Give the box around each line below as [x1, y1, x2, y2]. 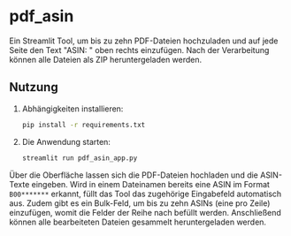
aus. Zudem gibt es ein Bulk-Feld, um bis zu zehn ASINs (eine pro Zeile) [9, 197, 271, 209]
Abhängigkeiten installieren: [21, 103, 124, 114]
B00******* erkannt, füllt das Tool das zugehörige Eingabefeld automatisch [9, 188, 282, 199]
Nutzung [9, 80, 59, 95]
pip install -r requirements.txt [21, 120, 146, 129]
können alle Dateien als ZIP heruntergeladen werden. [9, 54, 203, 65]
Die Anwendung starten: [21, 136, 111, 147]
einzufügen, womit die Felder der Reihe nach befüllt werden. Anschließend [9, 207, 281, 217]
